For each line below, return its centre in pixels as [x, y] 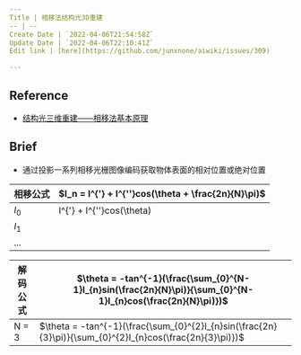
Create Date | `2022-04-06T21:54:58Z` [82, 34]
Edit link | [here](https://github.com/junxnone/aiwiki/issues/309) [140, 51]
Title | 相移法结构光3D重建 [56, 18]
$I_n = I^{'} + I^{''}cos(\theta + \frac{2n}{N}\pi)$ [162, 193]
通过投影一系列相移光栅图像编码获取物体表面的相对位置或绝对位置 [144, 169]
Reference [39, 95]
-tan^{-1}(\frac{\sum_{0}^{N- [185, 279]
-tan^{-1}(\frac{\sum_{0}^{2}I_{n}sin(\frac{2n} [179, 326]
